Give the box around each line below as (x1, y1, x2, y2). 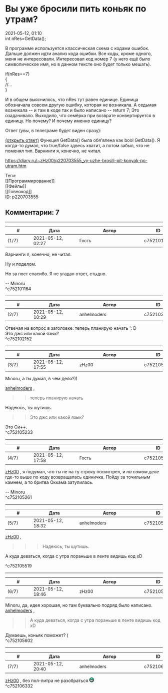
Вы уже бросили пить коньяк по (5, 3, 146, 15)
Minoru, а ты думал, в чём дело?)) (5, 375, 77, 381)
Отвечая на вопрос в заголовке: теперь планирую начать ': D (5, 325, 136, 331)
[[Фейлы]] (5, 183, 26, 189)
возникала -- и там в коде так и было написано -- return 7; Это (5, 107, 139, 113)
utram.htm (5, 163, 26, 169)
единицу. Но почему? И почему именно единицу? (5, 118, 112, 124)
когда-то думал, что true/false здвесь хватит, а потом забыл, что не (5, 142, 150, 148)
